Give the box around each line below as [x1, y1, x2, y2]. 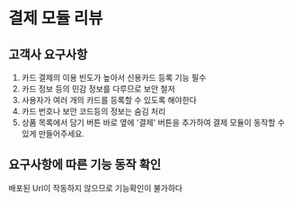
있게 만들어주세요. [21, 128, 85, 139]
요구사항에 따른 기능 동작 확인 [8, 157, 162, 172]
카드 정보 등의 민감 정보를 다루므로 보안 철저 [21, 83, 176, 94]
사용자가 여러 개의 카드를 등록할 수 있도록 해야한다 [21, 95, 197, 105]
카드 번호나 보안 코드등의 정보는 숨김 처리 [21, 106, 166, 117]
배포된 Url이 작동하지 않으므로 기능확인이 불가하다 [8, 182, 183, 193]
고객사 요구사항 [8, 47, 88, 62]
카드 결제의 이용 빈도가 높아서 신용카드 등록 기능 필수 [21, 73, 207, 83]
